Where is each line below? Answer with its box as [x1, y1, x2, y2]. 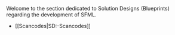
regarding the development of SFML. [6, 11, 97, 18]
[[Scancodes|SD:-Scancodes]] [14, 23, 91, 29]
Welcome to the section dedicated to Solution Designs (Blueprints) [6, 5, 170, 12]
